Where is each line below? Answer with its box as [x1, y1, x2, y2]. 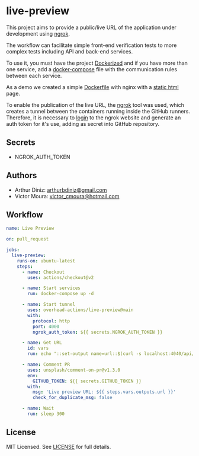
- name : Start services [21, 285, 81, 292]
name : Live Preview [6, 226, 54, 232]
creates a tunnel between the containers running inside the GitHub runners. [6, 107, 191, 115]
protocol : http [32, 318, 70, 324]
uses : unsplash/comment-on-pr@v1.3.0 [27, 367, 120, 373]
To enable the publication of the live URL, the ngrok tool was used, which [6, 101, 185, 108]
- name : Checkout [21, 269, 65, 275]
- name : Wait [21, 406, 54, 411]
